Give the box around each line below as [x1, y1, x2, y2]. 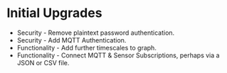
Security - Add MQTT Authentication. [16, 35, 127, 44]
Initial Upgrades [6, 5, 102, 21]
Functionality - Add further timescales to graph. [16, 43, 157, 52]
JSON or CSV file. [16, 58, 70, 67]
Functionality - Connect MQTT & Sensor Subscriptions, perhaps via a [16, 51, 220, 60]
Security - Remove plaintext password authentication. [16, 28, 175, 37]
